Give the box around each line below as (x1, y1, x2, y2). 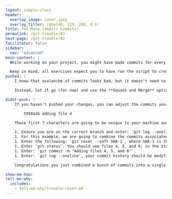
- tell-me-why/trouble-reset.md (14, 186, 83, 191)
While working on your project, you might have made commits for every (10, 60, 166, 65)
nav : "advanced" (10, 50, 45, 55)
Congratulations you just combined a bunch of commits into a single (14, 162, 166, 168)
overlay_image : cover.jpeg (10, 17, 68, 22)
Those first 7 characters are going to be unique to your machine (14, 120, 159, 125)
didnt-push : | (5, 97, 36, 102)
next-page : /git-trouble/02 (5, 36, 66, 41)
